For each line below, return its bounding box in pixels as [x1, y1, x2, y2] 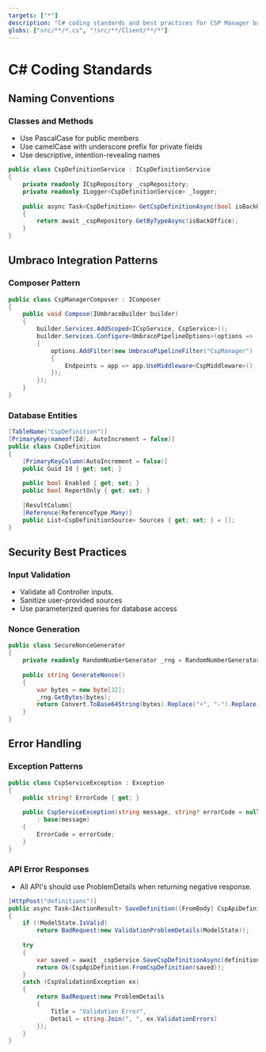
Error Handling [8, 737, 82, 750]
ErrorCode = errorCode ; [36, 830, 115, 838]
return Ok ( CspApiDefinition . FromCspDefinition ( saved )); [36, 963, 225, 971]
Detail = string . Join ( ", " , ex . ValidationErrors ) [50, 1015, 218, 1023]
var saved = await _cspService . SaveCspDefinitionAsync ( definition [36, 955, 260, 964]
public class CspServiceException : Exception [8, 779, 165, 787]
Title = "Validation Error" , [50, 1007, 147, 1016]
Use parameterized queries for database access [19, 604, 177, 613]
